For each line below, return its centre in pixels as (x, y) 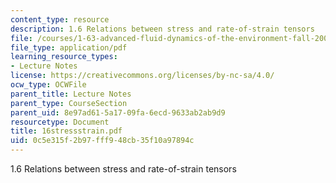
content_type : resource (60, 19)
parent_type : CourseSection (69, 103)
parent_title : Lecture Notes (71, 94)
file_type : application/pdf (69, 47)
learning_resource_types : (64, 57)
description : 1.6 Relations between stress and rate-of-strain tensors (162, 29)
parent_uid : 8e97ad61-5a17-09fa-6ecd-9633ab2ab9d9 (118, 112)
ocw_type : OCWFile (48, 85)
